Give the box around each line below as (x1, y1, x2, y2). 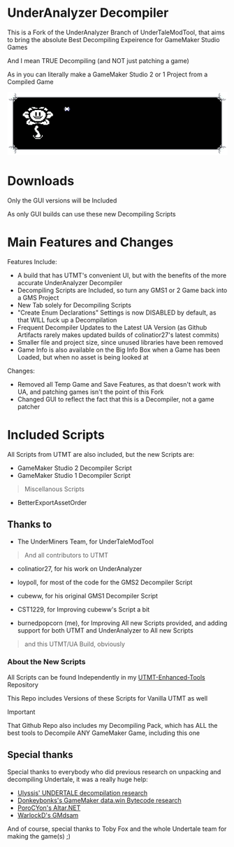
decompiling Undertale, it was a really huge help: (7, 775, 148, 783)
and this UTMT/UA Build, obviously (24, 640, 126, 648)
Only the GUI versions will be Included (7, 196, 117, 205)
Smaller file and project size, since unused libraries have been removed (17, 338, 224, 346)
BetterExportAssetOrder (17, 498, 87, 507)
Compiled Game (7, 77, 54, 85)
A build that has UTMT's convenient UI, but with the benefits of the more (17, 271, 227, 280)
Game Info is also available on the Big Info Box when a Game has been (17, 345, 221, 354)
